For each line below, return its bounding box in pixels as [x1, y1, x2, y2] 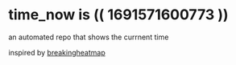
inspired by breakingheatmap [8, 47, 106, 57]
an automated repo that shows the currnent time [8, 32, 169, 42]
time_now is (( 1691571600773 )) [8, 6, 229, 24]
